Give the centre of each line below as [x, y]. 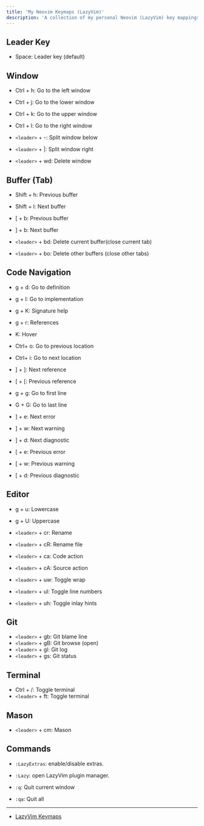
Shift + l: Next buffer [40, 206]
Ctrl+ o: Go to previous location [54, 346]
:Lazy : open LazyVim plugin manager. [62, 775]
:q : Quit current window [45, 787]
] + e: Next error [35, 416]
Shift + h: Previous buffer [46, 194]
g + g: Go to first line [41, 393]
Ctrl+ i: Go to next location [48, 357]
